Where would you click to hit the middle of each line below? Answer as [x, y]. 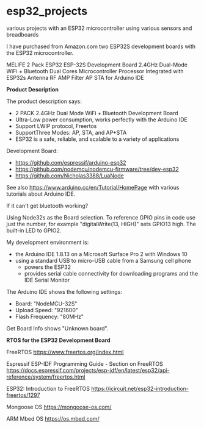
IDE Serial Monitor [47, 280]
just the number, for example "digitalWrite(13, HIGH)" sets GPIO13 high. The [101, 224]
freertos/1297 [23, 395]
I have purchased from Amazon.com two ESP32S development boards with [101, 46]
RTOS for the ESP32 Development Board [59, 340]
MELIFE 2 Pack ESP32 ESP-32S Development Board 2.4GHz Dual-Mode [97, 65]
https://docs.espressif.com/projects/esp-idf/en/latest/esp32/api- [88, 370]
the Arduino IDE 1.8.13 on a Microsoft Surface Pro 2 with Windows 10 [101, 254]
